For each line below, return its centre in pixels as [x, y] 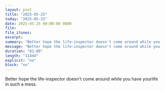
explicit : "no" [21, 60]
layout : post [19, 10]
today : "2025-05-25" [26, 19]
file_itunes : [19, 33]
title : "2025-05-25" [26, 14]
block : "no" [17, 65]
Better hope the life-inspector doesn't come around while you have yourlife [82, 79]
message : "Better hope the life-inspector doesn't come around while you [83, 46]
